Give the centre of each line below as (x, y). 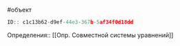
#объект (20, 10)
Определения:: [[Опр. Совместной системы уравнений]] (90, 35)
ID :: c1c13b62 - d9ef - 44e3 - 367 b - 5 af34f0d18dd (70, 22)
